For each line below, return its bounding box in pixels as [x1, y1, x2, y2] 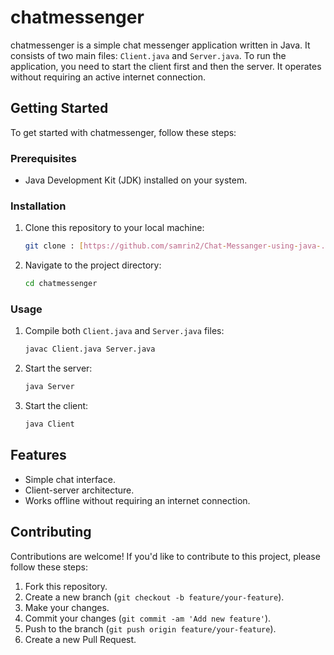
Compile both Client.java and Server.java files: [24, 325, 225, 337]
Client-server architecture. [24, 484, 135, 496]
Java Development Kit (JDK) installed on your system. [24, 174, 248, 186]
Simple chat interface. [24, 473, 116, 485]
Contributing [10, 524, 92, 541]
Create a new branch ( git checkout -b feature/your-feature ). [24, 591, 285, 603]
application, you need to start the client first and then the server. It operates [10, 60, 322, 72]
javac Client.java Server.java [24, 344, 156, 355]
